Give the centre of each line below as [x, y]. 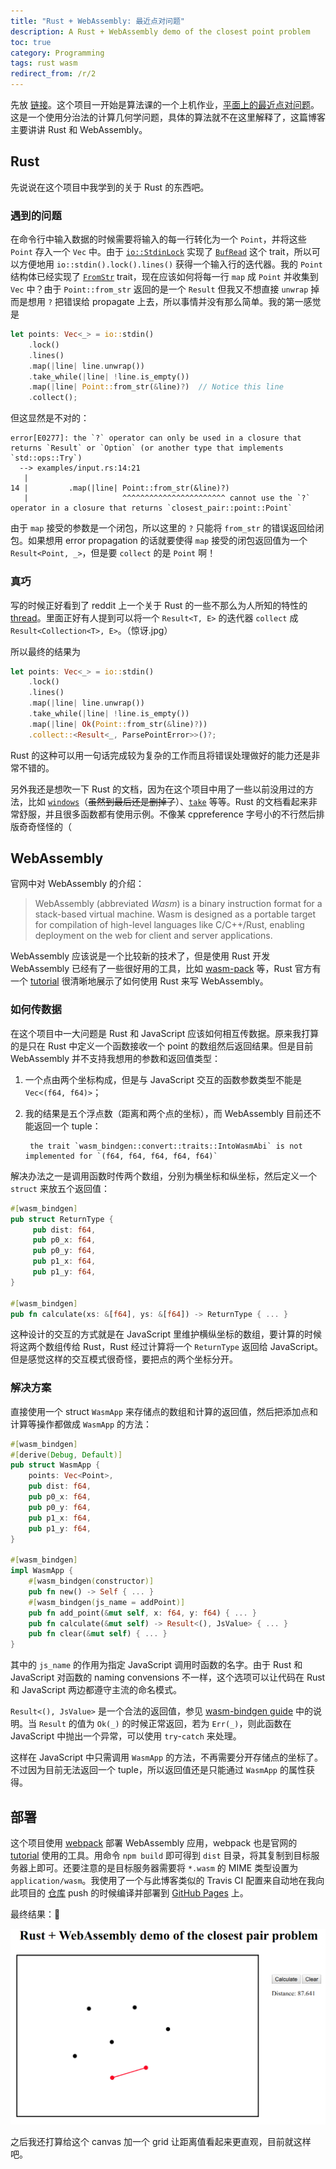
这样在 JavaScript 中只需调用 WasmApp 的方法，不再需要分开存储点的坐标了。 [167, 1757]
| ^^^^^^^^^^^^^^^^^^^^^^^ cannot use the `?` [167, 498]
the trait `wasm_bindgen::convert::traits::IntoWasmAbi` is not [166, 1146]
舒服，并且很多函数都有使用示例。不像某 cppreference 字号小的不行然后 [167, 814]
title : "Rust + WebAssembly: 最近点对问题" [97, 21]
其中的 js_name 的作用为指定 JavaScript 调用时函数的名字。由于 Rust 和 [156, 1665]
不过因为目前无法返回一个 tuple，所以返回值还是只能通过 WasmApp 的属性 [158, 1770]
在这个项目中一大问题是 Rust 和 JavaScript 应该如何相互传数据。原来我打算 [165, 1033]
